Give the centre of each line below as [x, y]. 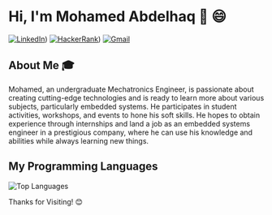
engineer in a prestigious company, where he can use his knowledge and [131, 132]
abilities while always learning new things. [78, 140]
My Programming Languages [83, 167]
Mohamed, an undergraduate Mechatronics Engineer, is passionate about [131, 89]
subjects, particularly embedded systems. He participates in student [123, 106]
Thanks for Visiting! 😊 [46, 201]
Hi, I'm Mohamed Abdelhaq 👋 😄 [118, 17]
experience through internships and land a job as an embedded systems [129, 123]
